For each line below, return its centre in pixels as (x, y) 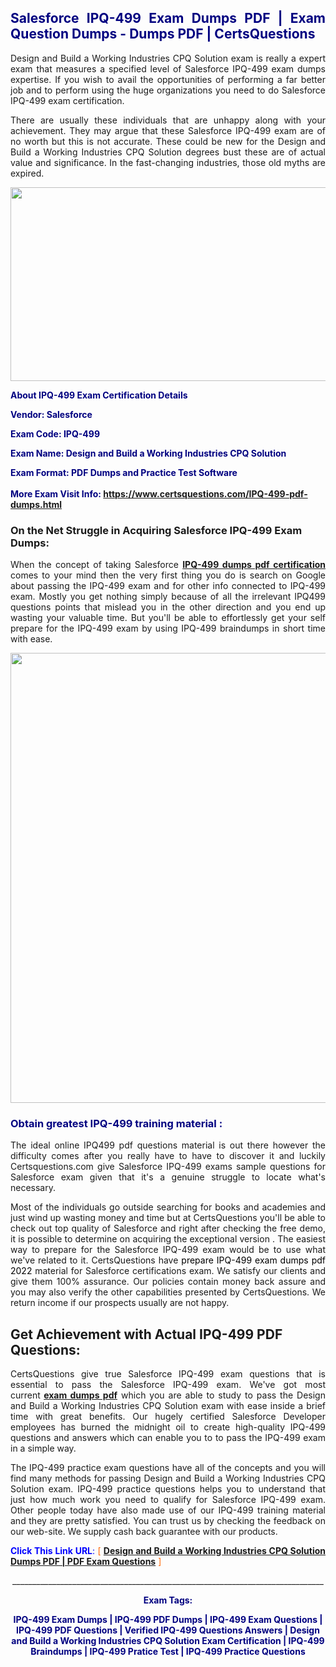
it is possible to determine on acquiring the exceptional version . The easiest (168, 1239)
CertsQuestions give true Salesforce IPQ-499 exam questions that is (168, 1374)
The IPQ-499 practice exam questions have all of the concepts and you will (168, 1468)
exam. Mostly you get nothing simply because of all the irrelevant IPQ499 (168, 597)
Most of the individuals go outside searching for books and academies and (168, 1207)
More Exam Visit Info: (56, 493)
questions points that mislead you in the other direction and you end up (168, 607)
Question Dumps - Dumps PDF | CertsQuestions (163, 34)
